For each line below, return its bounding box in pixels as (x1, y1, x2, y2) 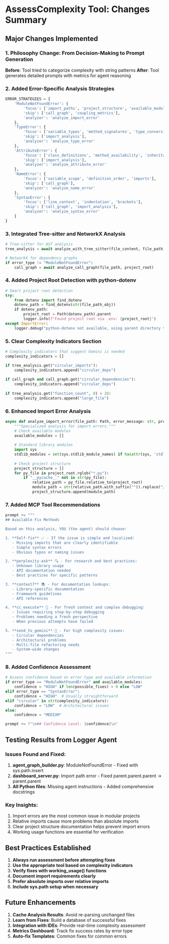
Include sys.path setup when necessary (12, 884, 99, 890)
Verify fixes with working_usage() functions (12, 868, 107, 873)
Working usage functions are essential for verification (12, 829, 124, 835)
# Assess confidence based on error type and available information (5, 675, 152, 680)
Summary (5, 14, 47, 26)
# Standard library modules (14, 443, 73, 448)
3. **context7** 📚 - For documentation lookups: (5, 582, 111, 587)
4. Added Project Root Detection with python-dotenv (5, 277, 137, 284)
